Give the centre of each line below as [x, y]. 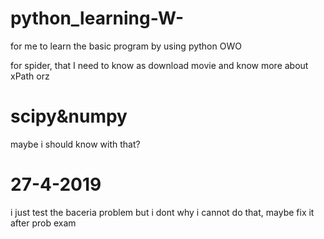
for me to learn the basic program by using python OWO [126, 46]
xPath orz [30, 76]
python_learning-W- [97, 18]
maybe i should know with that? [75, 144]
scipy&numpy [69, 116]
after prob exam [43, 223]
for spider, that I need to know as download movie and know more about [159, 65]
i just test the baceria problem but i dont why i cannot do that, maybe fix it [162, 212]
